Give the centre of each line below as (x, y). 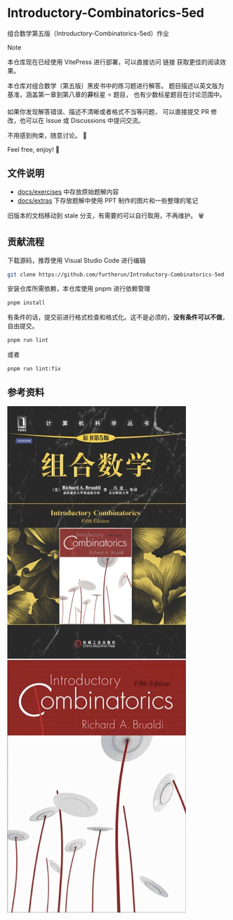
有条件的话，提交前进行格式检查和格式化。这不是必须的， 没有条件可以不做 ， (118, 317)
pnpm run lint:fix (34, 369)
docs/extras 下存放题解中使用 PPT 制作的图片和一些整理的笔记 (108, 200)
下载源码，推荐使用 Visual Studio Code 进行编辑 (76, 260)
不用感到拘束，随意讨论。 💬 (47, 135)
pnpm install (26, 303)
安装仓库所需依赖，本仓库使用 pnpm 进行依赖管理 (79, 289)
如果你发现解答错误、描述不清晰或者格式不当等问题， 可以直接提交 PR (108, 111)
